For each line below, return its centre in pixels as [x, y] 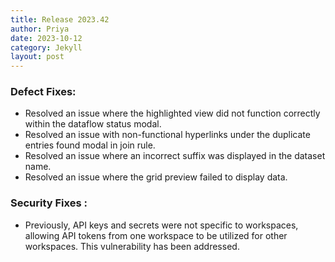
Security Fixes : [49, 203]
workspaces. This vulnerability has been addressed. [132, 246]
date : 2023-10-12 [46, 38]
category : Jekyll [46, 47]
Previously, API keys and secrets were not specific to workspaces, [161, 225]
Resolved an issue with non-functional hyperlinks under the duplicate [167, 135]
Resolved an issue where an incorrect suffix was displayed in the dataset [175, 156]
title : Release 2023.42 [60, 19]
